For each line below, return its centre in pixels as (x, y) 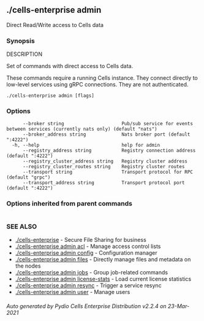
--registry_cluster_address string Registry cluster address (105, 161)
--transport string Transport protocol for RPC (108, 172)
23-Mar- (179, 306)
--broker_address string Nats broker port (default (106, 134)
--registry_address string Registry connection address (109, 151)
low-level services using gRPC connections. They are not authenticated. (97, 85)
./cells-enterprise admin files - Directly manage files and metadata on (103, 259)
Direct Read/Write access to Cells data (55, 25)
